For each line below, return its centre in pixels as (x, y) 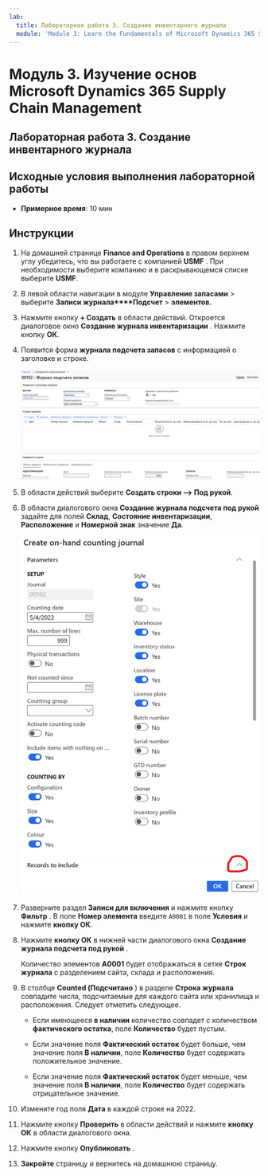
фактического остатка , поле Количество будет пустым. (129, 1029)
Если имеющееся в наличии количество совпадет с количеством (145, 1021)
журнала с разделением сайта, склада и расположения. (118, 973)
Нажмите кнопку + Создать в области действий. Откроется (123, 317)
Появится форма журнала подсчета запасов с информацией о (128, 350)
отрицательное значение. (76, 1094)
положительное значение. (77, 1061)
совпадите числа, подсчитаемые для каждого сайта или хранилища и (140, 997)
